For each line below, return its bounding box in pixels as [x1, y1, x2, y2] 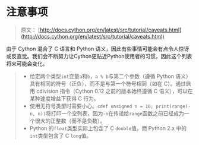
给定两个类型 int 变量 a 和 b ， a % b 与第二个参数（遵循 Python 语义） [29, 72, 191, 80]
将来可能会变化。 [6, 60, 48, 67]
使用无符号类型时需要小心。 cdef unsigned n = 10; [29, 102, 153, 109]
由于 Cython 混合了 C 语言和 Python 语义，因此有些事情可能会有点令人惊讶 [6, 45, 189, 52]
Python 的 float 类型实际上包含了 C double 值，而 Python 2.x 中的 [29, 124, 187, 131]
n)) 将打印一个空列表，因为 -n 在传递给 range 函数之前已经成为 [37, 109, 184, 116]
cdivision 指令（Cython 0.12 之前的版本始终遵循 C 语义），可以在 [36, 87, 193, 94]
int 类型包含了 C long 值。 [29, 132, 92, 139]
